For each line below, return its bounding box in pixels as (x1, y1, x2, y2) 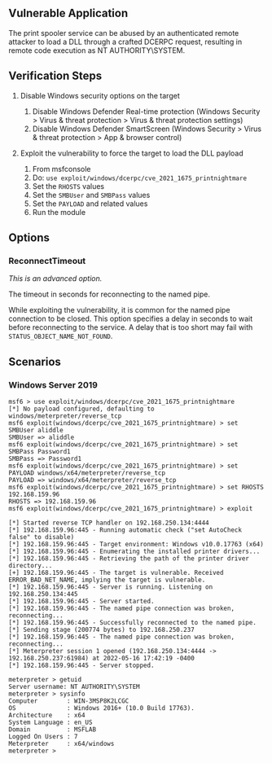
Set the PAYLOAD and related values (32, 199, 148, 208)
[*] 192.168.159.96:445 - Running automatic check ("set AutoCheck (8, 526, 243, 534)
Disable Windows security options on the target (20, 90, 181, 100)
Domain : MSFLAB (8, 726, 96, 734)
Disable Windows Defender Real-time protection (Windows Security (32, 106, 261, 116)
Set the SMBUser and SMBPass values (32, 190, 151, 200)
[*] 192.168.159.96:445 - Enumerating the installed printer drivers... (8, 547, 261, 555)
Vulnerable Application (8, 7, 129, 20)
